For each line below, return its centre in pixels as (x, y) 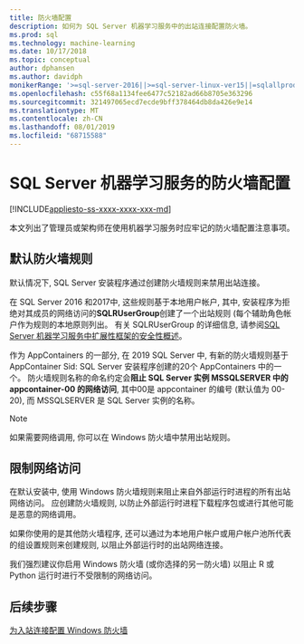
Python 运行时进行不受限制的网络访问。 (83, 575)
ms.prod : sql (34, 34)
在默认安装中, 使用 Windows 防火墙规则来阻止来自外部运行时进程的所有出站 (150, 492)
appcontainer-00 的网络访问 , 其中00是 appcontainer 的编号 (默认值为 (139, 389)
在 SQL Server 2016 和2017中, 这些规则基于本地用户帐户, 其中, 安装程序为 (146, 302)
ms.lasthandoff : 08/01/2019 (62, 128)
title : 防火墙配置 (41, 18)
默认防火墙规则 (51, 259)
